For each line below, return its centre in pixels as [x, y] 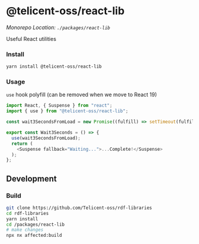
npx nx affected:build [34, 236]
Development [32, 178]
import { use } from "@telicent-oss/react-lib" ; [67, 111]
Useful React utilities [31, 39]
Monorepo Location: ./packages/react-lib [58, 27]
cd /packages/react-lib [36, 224]
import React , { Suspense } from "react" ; [59, 106]
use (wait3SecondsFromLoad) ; [46, 138]
